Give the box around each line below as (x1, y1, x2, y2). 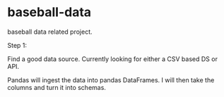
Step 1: (7, 41, 27, 49)
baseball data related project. (7, 27, 93, 36)
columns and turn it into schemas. (7, 83, 106, 91)
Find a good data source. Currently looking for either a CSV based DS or (7, 54, 218, 63)
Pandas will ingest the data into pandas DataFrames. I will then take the (7, 75, 215, 84)
